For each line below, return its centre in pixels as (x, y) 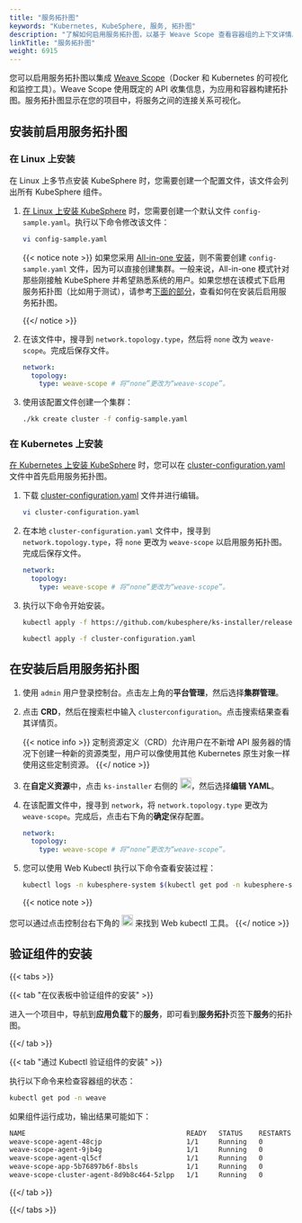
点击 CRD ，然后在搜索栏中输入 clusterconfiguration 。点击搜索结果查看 (156, 711)
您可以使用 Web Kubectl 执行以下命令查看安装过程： (119, 868)
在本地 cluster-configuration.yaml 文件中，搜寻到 (116, 531)
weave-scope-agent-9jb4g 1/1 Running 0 (136, 1150)
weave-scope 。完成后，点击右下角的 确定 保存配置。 (115, 816)
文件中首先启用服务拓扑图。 (61, 477)
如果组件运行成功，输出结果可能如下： (80, 1116)
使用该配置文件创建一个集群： (77, 402)
